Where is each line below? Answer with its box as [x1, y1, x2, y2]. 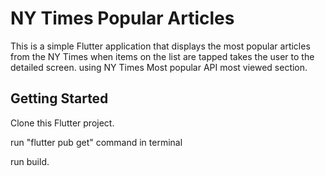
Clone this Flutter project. [10, 117, 115, 129]
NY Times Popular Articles [10, 7, 235, 30]
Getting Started [10, 90, 109, 107]
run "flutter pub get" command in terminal [10, 136, 183, 148]
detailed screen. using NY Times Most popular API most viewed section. [10, 61, 308, 73]
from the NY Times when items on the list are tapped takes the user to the [10, 50, 315, 62]
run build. [10, 155, 50, 167]
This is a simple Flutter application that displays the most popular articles [10, 40, 311, 52]
